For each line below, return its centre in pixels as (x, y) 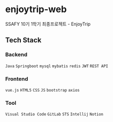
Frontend (17, 78)
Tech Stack (23, 40)
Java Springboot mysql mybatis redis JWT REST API (57, 66)
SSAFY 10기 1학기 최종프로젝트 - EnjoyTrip (48, 24)
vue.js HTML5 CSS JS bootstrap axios (43, 90)
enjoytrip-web (36, 9)
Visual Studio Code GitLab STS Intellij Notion (54, 114)
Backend (16, 55)
